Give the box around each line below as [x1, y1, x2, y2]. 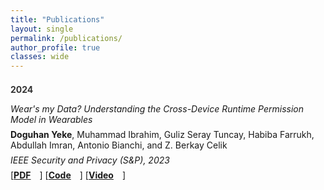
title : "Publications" [10, 14, 105, 25]
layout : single [10, 24, 74, 34]
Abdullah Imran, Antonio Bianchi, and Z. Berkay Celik [10, 139, 228, 151]
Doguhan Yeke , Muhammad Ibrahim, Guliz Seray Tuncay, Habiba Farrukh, [10, 129, 315, 141]
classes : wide [10, 52, 70, 62]
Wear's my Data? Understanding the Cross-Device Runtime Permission [10, 103, 304, 115]
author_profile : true [10, 42, 101, 53]
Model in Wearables [10, 114, 93, 126]
